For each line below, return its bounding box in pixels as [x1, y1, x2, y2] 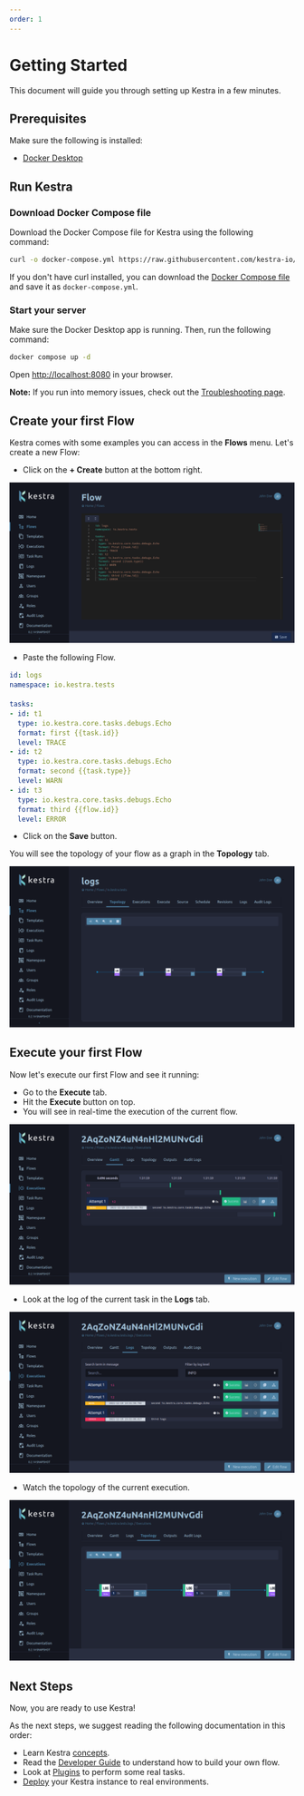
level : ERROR [17, 815, 67, 824]
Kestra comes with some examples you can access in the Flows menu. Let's [9, 436, 294, 448]
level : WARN [17, 776, 63, 786]
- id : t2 [9, 747, 43, 756]
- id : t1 [9, 708, 43, 718]
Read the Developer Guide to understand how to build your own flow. [22, 1757, 280, 1768]
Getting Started [9, 54, 128, 75]
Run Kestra [9, 179, 73, 194]
